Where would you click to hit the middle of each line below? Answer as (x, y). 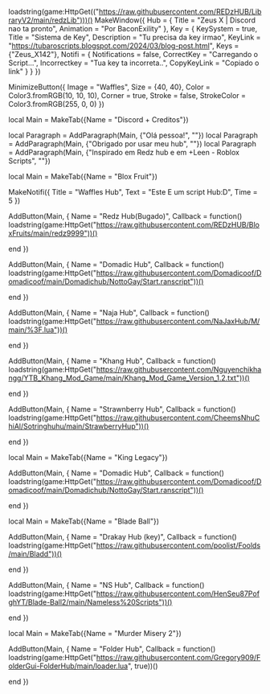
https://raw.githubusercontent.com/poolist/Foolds (178, 545)
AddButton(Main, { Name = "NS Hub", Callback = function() (106, 585)
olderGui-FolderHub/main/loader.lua (68, 666)
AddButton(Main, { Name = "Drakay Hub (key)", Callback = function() (123, 537)
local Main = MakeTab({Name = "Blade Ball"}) (84, 521)
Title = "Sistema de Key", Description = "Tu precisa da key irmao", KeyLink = (135, 37)
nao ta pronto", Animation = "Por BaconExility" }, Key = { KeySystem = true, (133, 29)
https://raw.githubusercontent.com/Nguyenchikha (179, 370)
